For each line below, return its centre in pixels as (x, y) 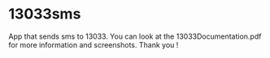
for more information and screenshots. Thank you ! (94, 44)
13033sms (45, 14)
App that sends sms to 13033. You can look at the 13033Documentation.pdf (135, 36)
